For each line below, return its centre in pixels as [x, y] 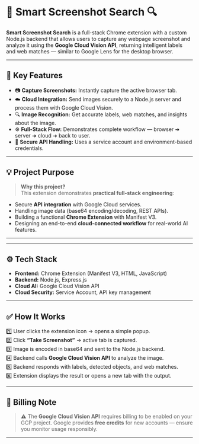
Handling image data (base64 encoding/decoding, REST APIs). [92, 210]
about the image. [35, 123]
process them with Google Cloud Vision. [64, 107]
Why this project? [43, 186]
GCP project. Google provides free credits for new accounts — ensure [107, 423]
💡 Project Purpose [40, 172]
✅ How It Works [36, 316]
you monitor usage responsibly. [59, 429]
